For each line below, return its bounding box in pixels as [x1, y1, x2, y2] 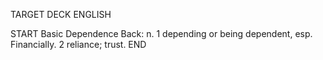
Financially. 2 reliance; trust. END [10, 39, 147, 50]
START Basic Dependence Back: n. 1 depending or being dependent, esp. [10, 28, 313, 39]
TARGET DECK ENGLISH [10, 9, 112, 20]
